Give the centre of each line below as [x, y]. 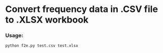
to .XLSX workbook [47, 20]
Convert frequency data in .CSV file [82, 9]
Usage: [14, 35]
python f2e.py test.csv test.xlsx [42, 46]
